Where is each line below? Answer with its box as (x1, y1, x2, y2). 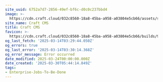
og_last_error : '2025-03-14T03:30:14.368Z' (5, 47, 95, 52)
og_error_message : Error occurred (5, 52, 75, 57)
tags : (5, 66, 16, 70)
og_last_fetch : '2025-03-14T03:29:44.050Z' (5, 39, 95, 43)
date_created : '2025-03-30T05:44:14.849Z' (5, 61, 92, 66)
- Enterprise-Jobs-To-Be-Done (5, 70, 66, 75)
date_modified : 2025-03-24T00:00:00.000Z (5, 56, 90, 61)
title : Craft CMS (5, 25, 40, 30)
